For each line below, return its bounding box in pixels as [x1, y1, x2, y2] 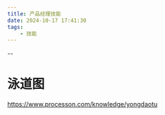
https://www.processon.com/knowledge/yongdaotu [7, 100, 158, 109]
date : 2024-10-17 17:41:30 [7, 17, 87, 24]
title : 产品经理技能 [7, 10, 61, 18]
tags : [7, 23, 23, 30]
